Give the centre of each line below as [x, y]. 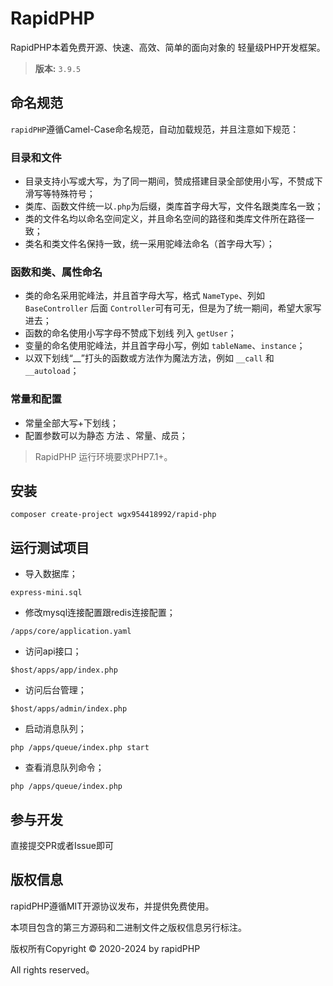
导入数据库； [51, 574]
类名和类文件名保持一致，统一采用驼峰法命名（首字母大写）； [149, 244]
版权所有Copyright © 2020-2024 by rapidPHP [105, 948]
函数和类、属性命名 [56, 272]
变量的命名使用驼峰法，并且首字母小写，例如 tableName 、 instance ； [165, 346]
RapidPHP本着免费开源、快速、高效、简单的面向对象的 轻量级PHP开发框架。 [168, 47]
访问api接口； [53, 651]
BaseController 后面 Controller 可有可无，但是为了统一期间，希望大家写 [173, 308]
